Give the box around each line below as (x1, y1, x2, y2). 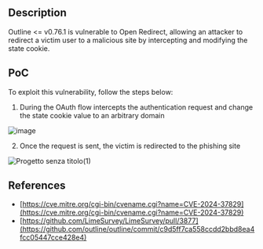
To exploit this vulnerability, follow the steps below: (8, 87, 174, 96)
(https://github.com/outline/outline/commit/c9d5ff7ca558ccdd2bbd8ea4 (19, 225, 255, 234)
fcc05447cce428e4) (19, 233, 87, 242)
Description (8, 6, 67, 20)
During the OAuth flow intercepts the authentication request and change (19, 102, 254, 112)
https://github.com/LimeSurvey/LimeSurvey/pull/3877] (22, 216, 199, 226)
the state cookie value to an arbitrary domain (19, 110, 165, 120)
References (8, 179, 66, 193)
